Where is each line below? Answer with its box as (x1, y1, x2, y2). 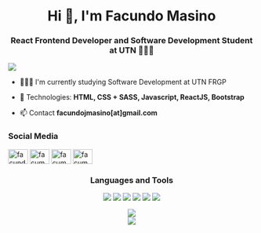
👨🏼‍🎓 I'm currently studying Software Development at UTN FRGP (19, 78, 227, 87)
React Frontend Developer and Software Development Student (10, 35, 253, 46)
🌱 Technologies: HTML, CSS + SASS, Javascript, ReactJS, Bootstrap (19, 93, 245, 102)
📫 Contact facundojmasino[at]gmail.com (19, 108, 158, 118)
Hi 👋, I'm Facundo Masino (47, 7, 216, 25)
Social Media (8, 131, 59, 142)
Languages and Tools (89, 174, 174, 185)
